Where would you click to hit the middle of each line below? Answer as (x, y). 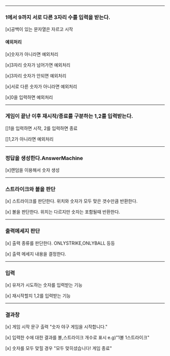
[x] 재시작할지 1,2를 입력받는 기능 (38, 295)
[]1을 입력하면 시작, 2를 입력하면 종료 (41, 128)
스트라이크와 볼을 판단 (30, 189)
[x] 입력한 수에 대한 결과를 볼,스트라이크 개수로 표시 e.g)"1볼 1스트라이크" (77, 338)
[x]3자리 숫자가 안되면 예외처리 (36, 75)
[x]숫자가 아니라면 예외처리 (32, 54)
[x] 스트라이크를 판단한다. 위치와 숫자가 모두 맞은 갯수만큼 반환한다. (72, 201)
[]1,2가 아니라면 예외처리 (30, 139)
